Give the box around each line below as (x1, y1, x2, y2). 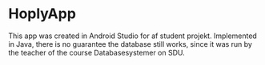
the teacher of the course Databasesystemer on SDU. (8, 48, 186, 57)
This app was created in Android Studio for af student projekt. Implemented (8, 31, 258, 40)
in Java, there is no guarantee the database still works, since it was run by (8, 39, 252, 48)
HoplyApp (8, 5, 76, 23)
